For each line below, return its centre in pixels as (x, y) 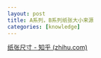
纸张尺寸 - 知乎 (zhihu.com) (48, 48)
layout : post (26, 14)
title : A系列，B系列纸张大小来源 (50, 20)
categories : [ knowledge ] (44, 27)
